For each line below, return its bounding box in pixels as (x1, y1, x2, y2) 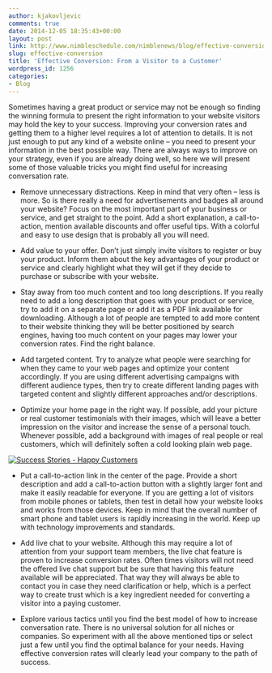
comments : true (8, 19, 60, 28)
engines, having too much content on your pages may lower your (19, 330, 238, 340)
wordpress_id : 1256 (8, 65, 74, 73)
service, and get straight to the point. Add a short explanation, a (19, 212, 233, 222)
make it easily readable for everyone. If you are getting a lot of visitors (19, 487, 254, 497)
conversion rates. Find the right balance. (19, 338, 155, 349)
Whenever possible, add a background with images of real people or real (19, 431, 263, 440)
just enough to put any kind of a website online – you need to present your (8, 136, 257, 146)
